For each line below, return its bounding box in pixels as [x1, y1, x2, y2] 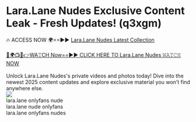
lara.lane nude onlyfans [6, 103, 63, 110]
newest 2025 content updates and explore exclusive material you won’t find [6, 78, 191, 86]
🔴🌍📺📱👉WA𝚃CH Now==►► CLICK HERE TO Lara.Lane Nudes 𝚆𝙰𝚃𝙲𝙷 [6, 51, 181, 58]
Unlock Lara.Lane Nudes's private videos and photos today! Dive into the [6, 72, 184, 79]
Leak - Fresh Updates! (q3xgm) [6, 16, 162, 30]
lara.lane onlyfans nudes [6, 109, 66, 116]
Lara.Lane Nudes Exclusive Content [6, 4, 185, 18]
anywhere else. [6, 84, 43, 91]
